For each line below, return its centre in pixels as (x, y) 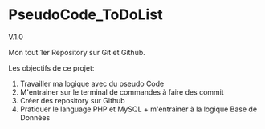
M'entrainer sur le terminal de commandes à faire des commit (122, 92)
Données (35, 117)
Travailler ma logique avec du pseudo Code (92, 83)
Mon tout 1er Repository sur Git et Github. (77, 52)
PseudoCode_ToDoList (86, 15)
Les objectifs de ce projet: (51, 68)
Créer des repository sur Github (73, 100)
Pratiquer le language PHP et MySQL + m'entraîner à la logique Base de (139, 109)
